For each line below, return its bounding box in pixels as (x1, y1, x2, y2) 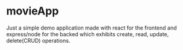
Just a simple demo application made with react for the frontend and (6, 24, 177, 31)
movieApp (6, 4, 59, 18)
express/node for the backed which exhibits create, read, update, (6, 30, 169, 37)
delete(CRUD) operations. (6, 37, 71, 44)
